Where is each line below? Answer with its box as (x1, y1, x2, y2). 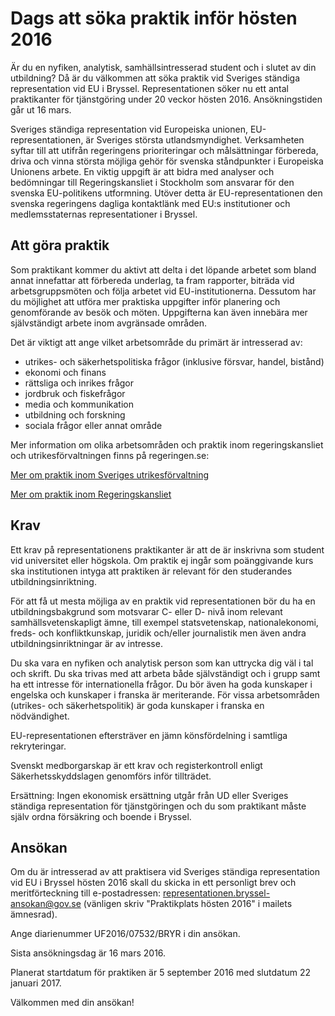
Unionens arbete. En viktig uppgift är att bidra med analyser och (10, 165, 275, 177)
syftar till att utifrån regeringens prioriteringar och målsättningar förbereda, (10, 144, 319, 156)
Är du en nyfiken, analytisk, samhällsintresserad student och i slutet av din (10, 61, 317, 73)
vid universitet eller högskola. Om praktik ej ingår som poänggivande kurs (10, 554, 314, 566)
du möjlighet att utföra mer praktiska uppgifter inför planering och (10, 295, 281, 307)
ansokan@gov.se (10, 898, 82, 910)
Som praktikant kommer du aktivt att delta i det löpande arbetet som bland (10, 263, 317, 276)
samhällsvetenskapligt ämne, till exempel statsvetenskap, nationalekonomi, (10, 616, 319, 628)
